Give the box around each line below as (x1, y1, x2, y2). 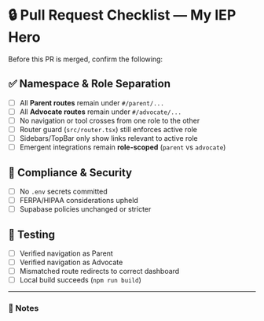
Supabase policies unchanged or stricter (19, 205, 152, 214)
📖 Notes (8, 303, 39, 314)
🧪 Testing (8, 227, 56, 241)
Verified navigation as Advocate (19, 257, 123, 267)
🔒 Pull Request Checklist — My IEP (8, 6, 236, 24)
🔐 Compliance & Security (8, 166, 132, 179)
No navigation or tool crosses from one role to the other (19, 116, 200, 125)
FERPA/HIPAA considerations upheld (19, 196, 139, 205)
